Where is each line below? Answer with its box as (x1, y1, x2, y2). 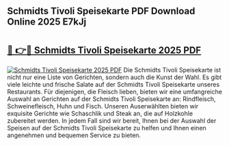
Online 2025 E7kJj (7, 16, 87, 28)
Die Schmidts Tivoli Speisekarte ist (123, 66, 221, 74)
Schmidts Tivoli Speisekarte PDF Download (7, 5, 196, 17)
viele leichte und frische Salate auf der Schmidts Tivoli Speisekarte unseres (7, 81, 220, 88)
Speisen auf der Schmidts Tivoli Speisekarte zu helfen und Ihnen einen (7, 124, 206, 132)
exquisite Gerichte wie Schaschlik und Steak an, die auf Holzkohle (7, 109, 193, 117)
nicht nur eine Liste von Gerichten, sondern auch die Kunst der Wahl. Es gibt (7, 73, 222, 81)
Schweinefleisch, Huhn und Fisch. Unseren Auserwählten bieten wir (7, 102, 199, 110)
